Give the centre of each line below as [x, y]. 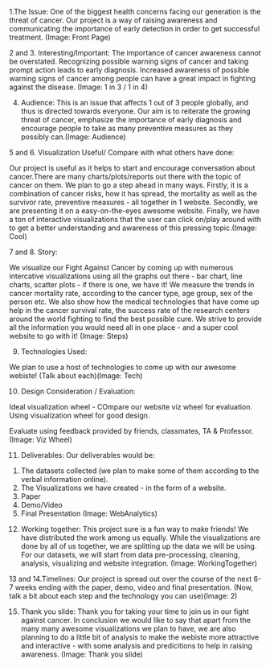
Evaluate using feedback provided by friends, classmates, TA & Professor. [131, 431]
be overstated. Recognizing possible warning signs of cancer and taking [129, 61]
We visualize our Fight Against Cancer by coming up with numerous [121, 268]
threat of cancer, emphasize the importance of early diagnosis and [131, 119]
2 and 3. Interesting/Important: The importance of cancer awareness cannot [135, 53]
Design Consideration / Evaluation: [78, 391]
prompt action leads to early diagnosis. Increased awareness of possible [129, 70]
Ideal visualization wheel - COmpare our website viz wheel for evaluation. [131, 407]
